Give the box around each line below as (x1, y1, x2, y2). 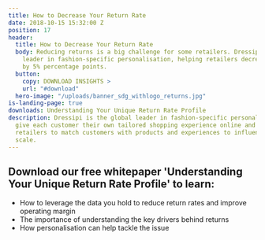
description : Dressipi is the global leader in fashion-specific (8, 114, 227, 122)
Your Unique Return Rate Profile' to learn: (8, 177, 215, 190)
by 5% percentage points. (22, 63, 108, 71)
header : (8, 33, 34, 42)
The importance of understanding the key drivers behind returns (19, 215, 230, 224)
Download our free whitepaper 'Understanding (8, 164, 243, 178)
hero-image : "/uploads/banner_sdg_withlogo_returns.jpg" (15, 92, 207, 100)
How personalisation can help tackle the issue (19, 223, 170, 233)
